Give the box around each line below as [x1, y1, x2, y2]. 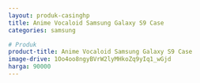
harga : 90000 [8, 62, 51, 71]
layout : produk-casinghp [8, 11, 90, 20]
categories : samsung [8, 26, 77, 34]
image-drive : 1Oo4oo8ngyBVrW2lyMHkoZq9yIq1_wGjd [8, 55, 172, 63]
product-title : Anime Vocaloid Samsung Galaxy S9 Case [8, 48, 193, 56]
